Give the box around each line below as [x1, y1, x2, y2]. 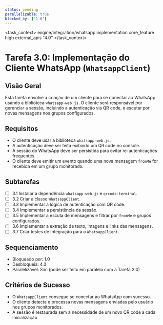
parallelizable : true [5, 12, 49, 17]
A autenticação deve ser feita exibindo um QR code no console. [12, 143, 141, 149]
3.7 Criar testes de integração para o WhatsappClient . [12, 229, 120, 235]
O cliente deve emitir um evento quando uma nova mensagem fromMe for [12, 158, 158, 164]
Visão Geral [5, 82, 41, 90]
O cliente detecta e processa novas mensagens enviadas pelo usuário [12, 299, 154, 305]
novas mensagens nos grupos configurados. [5, 110, 95, 116]
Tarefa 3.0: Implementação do [5, 52, 130, 63]
